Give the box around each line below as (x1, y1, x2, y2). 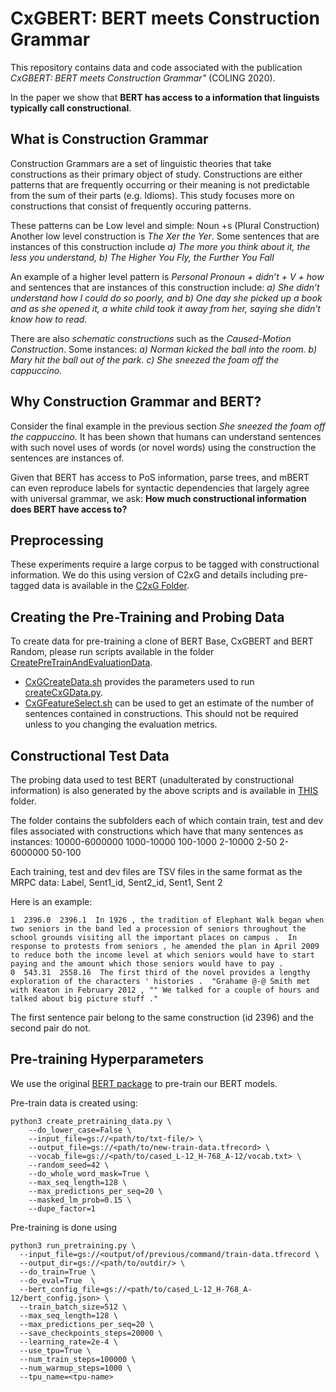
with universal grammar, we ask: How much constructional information (10, 492, 307, 504)
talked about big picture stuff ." (10, 994, 159, 1004)
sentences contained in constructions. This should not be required (24, 708, 299, 720)
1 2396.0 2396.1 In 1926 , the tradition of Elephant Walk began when (10, 915, 325, 925)
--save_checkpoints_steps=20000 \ (19, 1328, 163, 1338)
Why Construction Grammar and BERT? (10, 393, 262, 411)
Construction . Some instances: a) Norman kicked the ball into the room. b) (10, 343, 318, 355)
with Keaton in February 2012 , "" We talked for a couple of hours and (10, 985, 320, 995)
